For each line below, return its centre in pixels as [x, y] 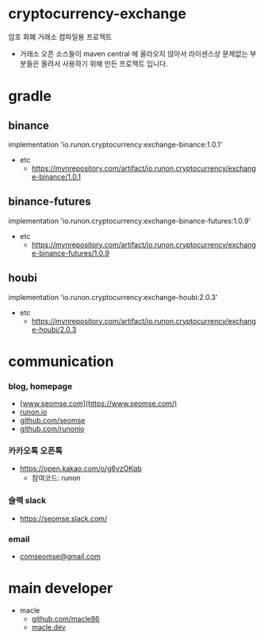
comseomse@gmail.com [60, 556]
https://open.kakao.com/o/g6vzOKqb [80, 468]
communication [61, 361]
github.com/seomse [52, 421]
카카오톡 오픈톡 [36, 451]
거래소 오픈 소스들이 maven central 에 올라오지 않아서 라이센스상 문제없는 [134, 53]
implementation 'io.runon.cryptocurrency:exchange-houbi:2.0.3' [113, 297]
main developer [61, 589]
